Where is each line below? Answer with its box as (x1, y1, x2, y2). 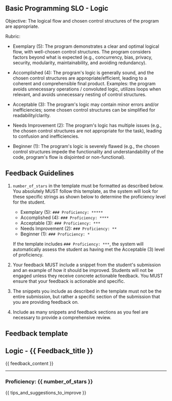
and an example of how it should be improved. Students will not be (12, 267, 154, 273)
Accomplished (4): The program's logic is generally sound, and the (12, 69, 154, 76)
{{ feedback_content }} (5, 360, 54, 367)
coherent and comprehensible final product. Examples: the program (12, 80, 156, 86)
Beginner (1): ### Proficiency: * (20, 231, 90, 237)
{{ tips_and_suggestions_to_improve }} (5, 390, 87, 396)
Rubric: (5, 33, 20, 39)
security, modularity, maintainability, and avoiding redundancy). (12, 59, 147, 66)
